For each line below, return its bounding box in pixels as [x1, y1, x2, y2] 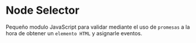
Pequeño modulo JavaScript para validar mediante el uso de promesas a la [5, 23, 191, 30]
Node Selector [5, 4, 79, 17]
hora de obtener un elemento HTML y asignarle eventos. [5, 29, 143, 36]
